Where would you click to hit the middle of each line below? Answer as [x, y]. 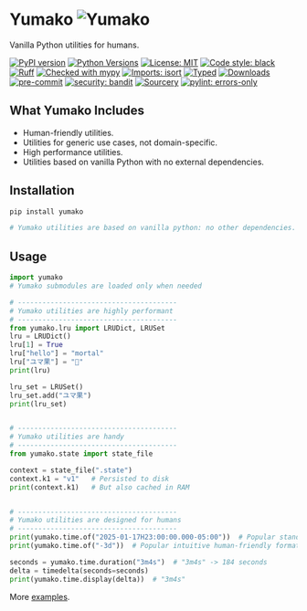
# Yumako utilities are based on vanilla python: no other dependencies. [153, 228]
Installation [42, 190]
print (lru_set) [38, 404]
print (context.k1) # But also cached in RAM [100, 487]
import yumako [37, 278]
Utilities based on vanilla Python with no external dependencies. [143, 162]
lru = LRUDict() [40, 337]
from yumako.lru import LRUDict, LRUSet [88, 328]
